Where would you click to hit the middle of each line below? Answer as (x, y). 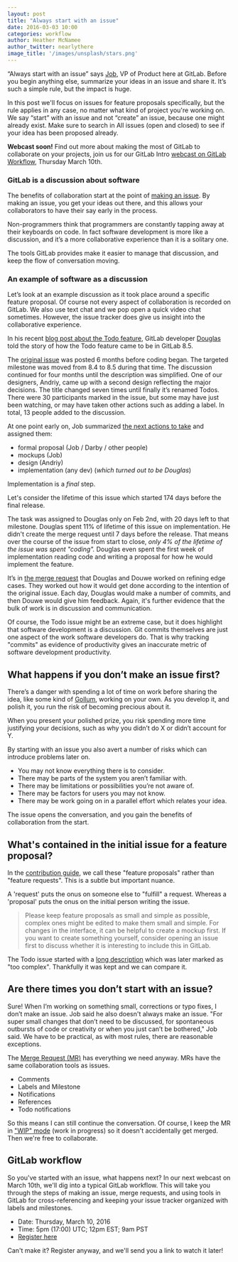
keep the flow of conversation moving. (64, 261)
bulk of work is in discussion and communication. (80, 609)
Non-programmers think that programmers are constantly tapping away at (116, 224)
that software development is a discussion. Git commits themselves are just (118, 630)
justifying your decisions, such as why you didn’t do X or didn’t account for (117, 728)
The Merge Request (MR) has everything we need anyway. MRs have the (114, 1057)
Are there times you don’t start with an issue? (110, 989)
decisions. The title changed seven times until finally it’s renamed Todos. (114, 390)
